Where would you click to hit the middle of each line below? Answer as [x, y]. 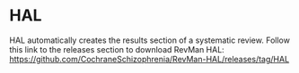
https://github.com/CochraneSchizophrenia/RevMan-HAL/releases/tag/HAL [149, 59]
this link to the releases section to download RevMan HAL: [117, 49]
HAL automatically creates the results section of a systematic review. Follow [149, 40]
